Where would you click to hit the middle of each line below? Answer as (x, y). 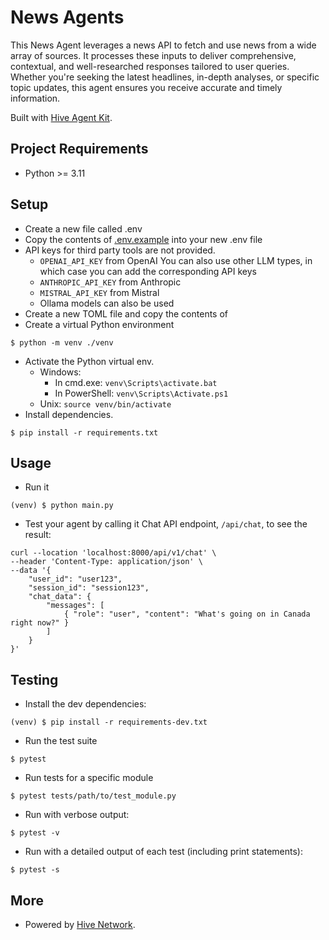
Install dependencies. (69, 414)
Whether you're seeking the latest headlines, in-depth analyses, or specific (165, 77)
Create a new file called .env (83, 228)
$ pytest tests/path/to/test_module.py (93, 796)
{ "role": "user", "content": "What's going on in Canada (187, 614)
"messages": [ (75, 606)
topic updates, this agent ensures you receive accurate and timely (146, 87)
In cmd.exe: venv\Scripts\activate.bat (136, 382)
